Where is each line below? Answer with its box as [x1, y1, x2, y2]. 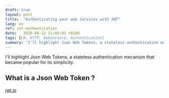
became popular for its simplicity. [5, 59, 74, 65]
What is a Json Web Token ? [5, 74, 96, 82]
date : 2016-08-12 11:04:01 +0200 [5, 31, 80, 36]
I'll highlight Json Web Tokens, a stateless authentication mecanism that [5, 54, 155, 60]
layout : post [5, 12, 33, 17]
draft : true [5, 7, 30, 13]
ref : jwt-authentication [5, 26, 57, 31]
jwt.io [5, 87, 17, 93]
